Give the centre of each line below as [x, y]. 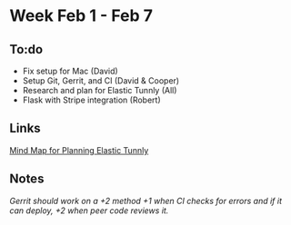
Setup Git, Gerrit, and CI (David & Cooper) [101, 81]
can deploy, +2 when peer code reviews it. [89, 210]
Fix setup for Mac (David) [70, 71]
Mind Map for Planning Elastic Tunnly [79, 150]
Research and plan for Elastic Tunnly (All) [100, 90]
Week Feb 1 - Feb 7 [81, 16]
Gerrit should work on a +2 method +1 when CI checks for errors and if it [146, 201]
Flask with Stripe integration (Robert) [91, 100]
